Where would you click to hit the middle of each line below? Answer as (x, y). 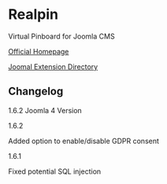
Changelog (36, 92)
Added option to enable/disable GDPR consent (84, 141)
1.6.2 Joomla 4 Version (45, 110)
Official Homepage (39, 51)
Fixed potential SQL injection (55, 171)
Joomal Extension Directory (53, 66)
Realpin (33, 15)
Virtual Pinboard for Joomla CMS (62, 36)
